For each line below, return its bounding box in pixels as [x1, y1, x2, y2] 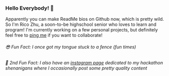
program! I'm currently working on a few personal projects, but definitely [5, 27, 158, 33]
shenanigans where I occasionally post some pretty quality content [5, 65, 148, 71]
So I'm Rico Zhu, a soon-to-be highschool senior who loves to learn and [5, 21, 157, 27]
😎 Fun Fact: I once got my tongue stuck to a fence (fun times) [5, 44, 136, 50]
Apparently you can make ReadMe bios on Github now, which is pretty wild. [5, 16, 164, 22]
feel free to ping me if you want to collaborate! [5, 32, 103, 39]
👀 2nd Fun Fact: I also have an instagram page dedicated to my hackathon [5, 59, 163, 65]
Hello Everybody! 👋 [5, 5, 54, 12]
